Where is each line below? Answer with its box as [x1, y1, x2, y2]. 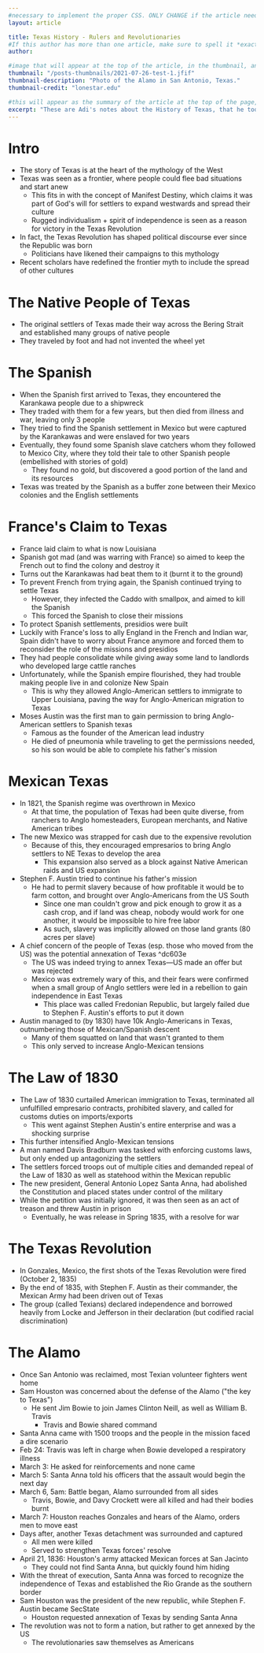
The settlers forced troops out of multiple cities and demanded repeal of [19, 1162, 254, 1171]
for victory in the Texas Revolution [31, 224, 142, 233]
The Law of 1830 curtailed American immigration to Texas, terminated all [19, 1095, 255, 1104]
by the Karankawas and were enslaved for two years [19, 432, 190, 441]
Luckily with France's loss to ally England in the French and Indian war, [19, 628, 249, 637]
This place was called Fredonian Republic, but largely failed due [42, 1000, 250, 1009]
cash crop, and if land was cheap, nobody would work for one [42, 908, 244, 917]
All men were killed [31, 1537, 93, 1547]
